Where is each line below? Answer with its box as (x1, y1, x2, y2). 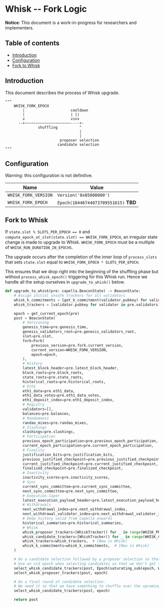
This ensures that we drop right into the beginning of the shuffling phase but (5, 268, 159, 275)
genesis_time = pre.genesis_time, (22, 325, 89, 330)
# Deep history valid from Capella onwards (22, 516, 112, 521)
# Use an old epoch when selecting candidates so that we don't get (14, 561, 156, 566)
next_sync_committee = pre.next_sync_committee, (22, 488, 119, 493)
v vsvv (22, 116, 80, 121)
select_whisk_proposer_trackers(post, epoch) (14, 570, 108, 575)
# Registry (22, 402, 45, 407)
